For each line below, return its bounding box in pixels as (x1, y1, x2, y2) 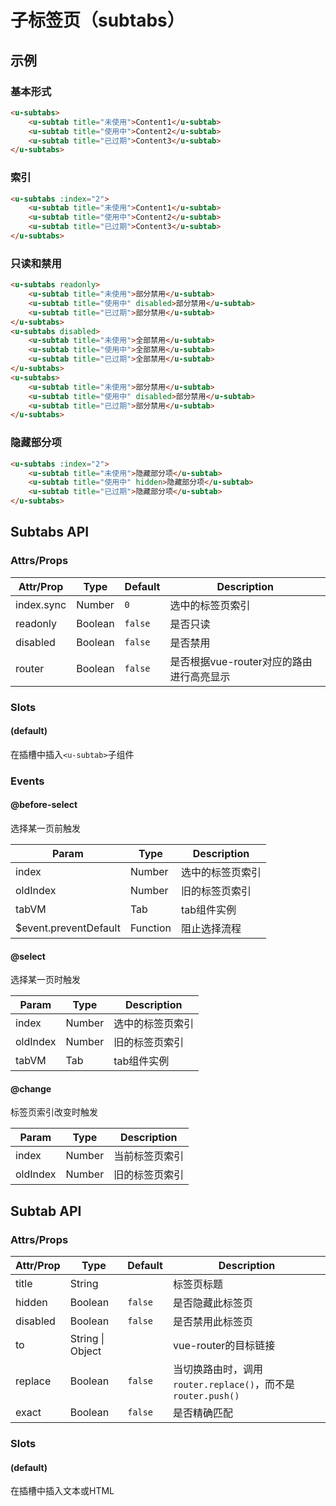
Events (10, 774, 45, 788)
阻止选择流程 (181, 921, 242, 935)
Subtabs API (10, 524, 90, 541)
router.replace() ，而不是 (172, 1377, 295, 1391)
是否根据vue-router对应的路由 (169, 654, 313, 668)
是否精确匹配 (172, 1406, 233, 1420)
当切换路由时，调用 (172, 1362, 263, 1376)
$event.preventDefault (15, 921, 121, 935)
